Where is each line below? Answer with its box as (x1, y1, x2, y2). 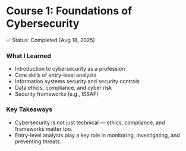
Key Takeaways (6, 105, 53, 114)
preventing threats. (14, 138, 62, 145)
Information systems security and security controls (14, 78, 140, 85)
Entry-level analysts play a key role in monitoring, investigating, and (14, 131, 180, 139)
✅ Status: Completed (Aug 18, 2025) (6, 36, 95, 43)
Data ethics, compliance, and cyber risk (14, 84, 112, 92)
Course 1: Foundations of (6, 4, 133, 18)
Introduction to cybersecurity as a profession (14, 65, 125, 73)
